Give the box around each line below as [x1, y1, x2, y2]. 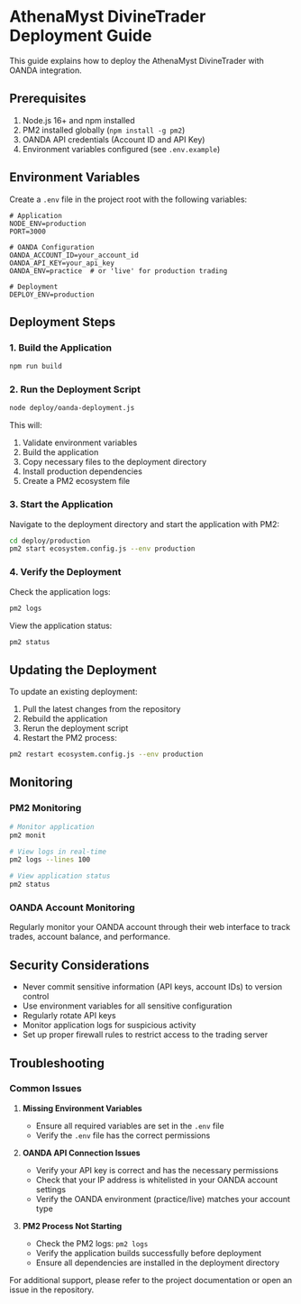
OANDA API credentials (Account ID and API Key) [22, 133, 205, 145]
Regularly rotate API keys [22, 1010, 116, 1021]
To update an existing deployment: [9, 687, 138, 698]
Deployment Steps [9, 314, 115, 330]
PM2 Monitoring [9, 802, 82, 815]
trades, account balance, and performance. [9, 931, 171, 943]
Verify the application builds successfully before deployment [35, 1247, 262, 1258]
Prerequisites [9, 91, 87, 106]
